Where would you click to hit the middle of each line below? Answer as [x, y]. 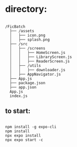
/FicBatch [15, 26]
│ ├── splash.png [30, 40]
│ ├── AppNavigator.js [35, 74]
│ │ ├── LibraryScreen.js [41, 57]
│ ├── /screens [28, 48]
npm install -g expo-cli [31, 127]
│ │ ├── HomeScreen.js [38, 52]
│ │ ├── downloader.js [38, 70]
